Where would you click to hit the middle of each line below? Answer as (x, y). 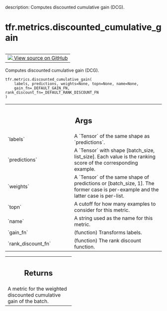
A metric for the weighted (37, 289)
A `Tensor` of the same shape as (112, 136)
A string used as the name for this (114, 218)
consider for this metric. (102, 210)
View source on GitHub (41, 58)
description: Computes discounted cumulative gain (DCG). (65, 7)
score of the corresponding (106, 163)
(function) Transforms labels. (108, 232)
